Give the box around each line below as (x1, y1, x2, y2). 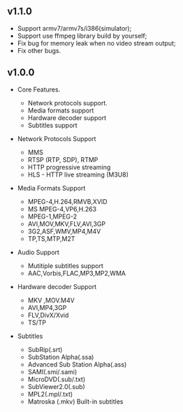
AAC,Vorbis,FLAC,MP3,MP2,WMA (27, 269, 126, 277)
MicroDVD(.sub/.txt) (27, 375, 86, 383)
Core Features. (17, 85, 61, 94)
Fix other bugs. (17, 46, 61, 54)
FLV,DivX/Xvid (27, 311, 69, 319)
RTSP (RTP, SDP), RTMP (27, 155, 98, 163)
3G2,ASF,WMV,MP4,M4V (27, 227, 101, 235)
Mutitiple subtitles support (27, 261, 103, 270)
